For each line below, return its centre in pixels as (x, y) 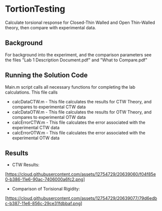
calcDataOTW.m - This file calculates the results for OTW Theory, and (82, 112)
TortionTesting (35, 9)
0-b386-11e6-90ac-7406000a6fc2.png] (45, 179)
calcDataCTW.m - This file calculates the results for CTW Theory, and (82, 101)
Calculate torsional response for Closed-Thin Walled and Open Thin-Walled (80, 22)
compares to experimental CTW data (49, 107)
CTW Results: (26, 165)
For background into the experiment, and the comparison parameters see (78, 55)
